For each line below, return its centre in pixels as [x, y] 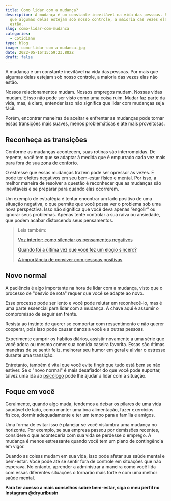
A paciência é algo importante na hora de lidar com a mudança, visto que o [84, 288]
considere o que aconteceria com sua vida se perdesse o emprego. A [78, 435]
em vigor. [15, 446]
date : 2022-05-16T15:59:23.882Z [39, 52]
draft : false [19, 57]
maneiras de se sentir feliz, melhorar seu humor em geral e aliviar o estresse [85, 350]
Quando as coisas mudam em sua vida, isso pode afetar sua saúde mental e [85, 456]
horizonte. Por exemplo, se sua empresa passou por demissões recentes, [82, 430]
